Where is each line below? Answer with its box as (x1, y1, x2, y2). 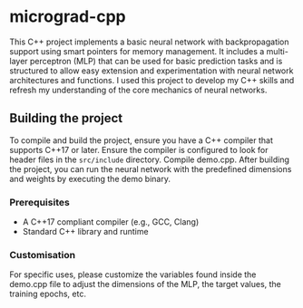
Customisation (9, 248, 75, 261)
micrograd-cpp (9, 6, 126, 27)
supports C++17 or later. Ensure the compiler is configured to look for (9, 144, 269, 155)
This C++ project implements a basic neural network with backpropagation (9, 36, 289, 47)
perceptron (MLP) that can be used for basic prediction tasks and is (30, 55, 283, 66)
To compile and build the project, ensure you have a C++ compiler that (9, 134, 274, 146)
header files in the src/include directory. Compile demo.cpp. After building (9, 154, 290, 165)
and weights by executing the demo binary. (9, 173, 171, 184)
